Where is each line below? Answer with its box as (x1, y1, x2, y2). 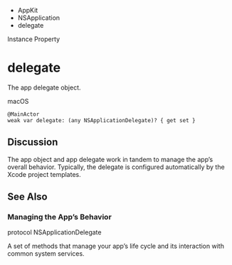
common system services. (7, 249, 85, 258)
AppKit (17, 6, 38, 14)
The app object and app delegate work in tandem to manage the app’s (7, 155, 213, 163)
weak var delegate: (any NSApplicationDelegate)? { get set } (7, 117, 196, 124)
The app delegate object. (7, 83, 81, 92)
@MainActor (7, 110, 40, 118)
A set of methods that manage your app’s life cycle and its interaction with (7, 242, 224, 251)
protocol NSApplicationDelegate (7, 228, 102, 237)
